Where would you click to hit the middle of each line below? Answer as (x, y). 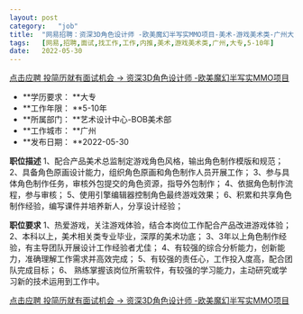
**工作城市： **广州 (59, 130)
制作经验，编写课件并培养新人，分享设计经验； (96, 206)
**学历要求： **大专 (59, 97)
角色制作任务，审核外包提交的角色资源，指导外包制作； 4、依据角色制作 (151, 184)
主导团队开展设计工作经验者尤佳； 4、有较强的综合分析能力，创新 (155, 247)
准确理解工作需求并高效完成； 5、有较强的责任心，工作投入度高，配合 (155, 259)
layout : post (34, 18)
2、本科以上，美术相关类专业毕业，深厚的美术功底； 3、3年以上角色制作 (144, 237)
